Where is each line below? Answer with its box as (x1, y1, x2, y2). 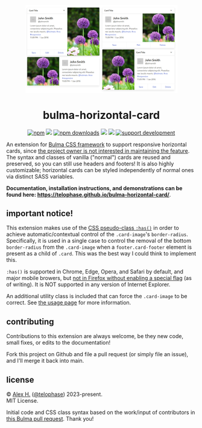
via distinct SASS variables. (6, 173, 74, 180)
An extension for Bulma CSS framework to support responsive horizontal (6, 141, 187, 148)
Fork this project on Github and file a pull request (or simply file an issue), (6, 351, 189, 358)
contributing (6, 316, 54, 327)
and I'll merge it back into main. (6, 357, 84, 365)
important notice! (6, 208, 74, 219)
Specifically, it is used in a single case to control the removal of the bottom (6, 237, 192, 244)
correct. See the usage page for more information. (6, 299, 131, 306)
